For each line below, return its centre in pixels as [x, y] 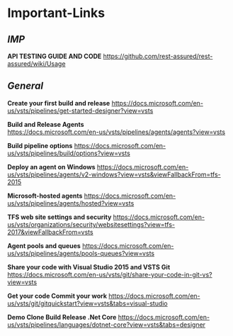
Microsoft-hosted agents [45, 196]
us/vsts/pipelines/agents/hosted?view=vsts [71, 203]
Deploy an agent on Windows [51, 167]
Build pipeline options [40, 145]
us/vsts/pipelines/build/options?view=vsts [69, 153]
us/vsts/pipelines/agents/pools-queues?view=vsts [81, 253]
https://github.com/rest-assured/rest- [158, 56]
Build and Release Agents [46, 124]
